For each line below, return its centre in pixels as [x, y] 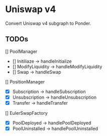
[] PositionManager [25, 81]
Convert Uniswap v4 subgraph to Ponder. [48, 23]
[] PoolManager [21, 51]
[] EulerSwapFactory [26, 113]
